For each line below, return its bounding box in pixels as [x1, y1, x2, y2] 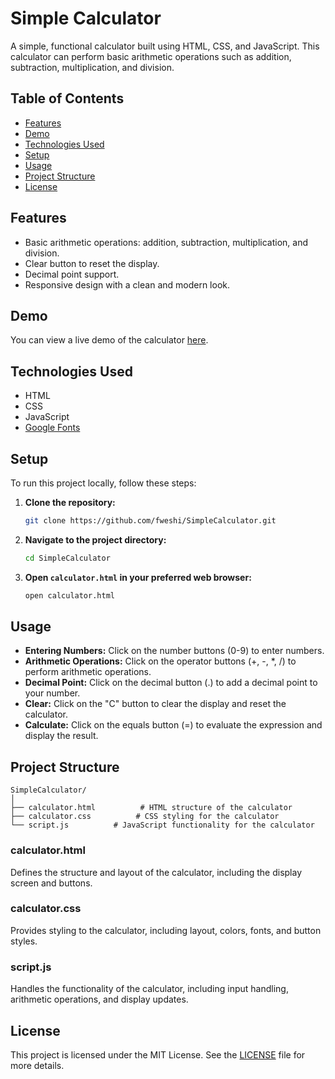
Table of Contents [10, 90, 125, 107]
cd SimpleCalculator [24, 553, 111, 563]
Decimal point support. [24, 268, 120, 280]
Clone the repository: [24, 497, 116, 508]
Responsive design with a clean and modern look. [24, 278, 231, 291]
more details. [10, 1059, 65, 1071]
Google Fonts [24, 422, 81, 434]
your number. [24, 687, 81, 699]
